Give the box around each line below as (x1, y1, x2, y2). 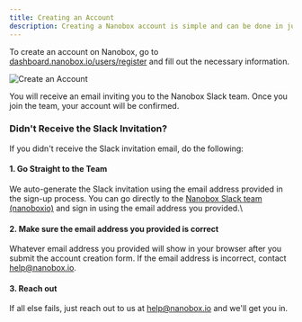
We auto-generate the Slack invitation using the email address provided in (9, 183, 283, 194)
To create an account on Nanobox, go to (9, 46, 159, 57)
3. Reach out (9, 282, 58, 293)
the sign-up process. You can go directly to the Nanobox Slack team (9, 193, 262, 203)
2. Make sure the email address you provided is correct (9, 223, 219, 234)
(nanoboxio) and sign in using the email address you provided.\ (9, 203, 244, 213)
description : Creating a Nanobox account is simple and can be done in (9, 22, 283, 31)
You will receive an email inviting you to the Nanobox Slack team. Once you (9, 91, 288, 102)
